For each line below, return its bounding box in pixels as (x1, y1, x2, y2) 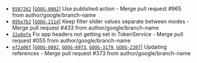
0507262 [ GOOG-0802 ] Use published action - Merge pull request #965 (11, 5, 182, 12)
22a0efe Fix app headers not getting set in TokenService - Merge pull (11, 31, 184, 38)
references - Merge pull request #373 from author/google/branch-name (11, 50, 191, 56)
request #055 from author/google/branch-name (11, 37, 131, 44)
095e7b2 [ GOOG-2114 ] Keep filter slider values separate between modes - (11, 18, 190, 25)
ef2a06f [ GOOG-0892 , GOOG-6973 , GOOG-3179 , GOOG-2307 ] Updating (11, 43, 167, 50)
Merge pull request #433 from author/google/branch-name (11, 24, 160, 31)
